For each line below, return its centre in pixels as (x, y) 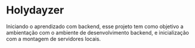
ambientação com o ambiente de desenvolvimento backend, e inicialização (97, 32)
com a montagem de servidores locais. (53, 39)
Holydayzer (35, 10)
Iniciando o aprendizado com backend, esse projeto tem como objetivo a (95, 26)
